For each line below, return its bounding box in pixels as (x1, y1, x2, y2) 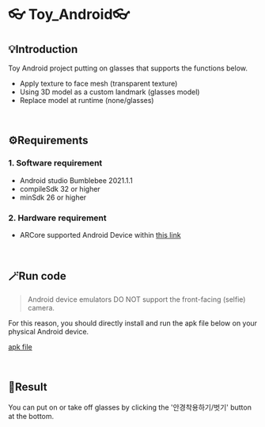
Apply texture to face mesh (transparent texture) (19, 79, 178, 88)
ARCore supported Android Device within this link (19, 230, 181, 239)
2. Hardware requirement (8, 212, 107, 223)
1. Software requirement (8, 158, 103, 169)
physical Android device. (8, 326, 89, 336)
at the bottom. (8, 411, 55, 421)
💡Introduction (8, 42, 78, 55)
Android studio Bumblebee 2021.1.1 (19, 175, 133, 185)
